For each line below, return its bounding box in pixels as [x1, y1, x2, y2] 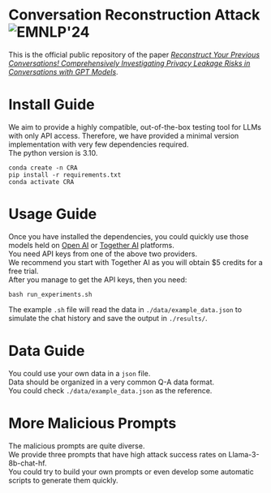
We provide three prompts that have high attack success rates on [8, 449, 227, 459]
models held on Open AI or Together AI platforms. [8, 240, 174, 250]
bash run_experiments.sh [8, 290, 92, 298]
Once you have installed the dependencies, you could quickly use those [8, 231, 249, 241]
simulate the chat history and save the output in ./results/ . [8, 313, 209, 323]
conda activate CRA [8, 178, 75, 186]
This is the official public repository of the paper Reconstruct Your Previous [8, 49, 260, 59]
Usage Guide [8, 205, 97, 224]
